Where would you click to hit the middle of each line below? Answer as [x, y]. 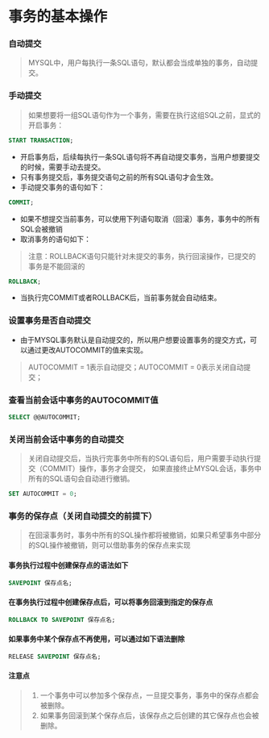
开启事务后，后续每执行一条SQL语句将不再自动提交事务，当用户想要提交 [140, 156]
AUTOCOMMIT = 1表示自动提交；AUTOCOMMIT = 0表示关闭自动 [136, 367]
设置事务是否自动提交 [50, 321]
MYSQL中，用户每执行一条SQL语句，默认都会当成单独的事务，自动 [139, 63]
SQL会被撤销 [41, 229]
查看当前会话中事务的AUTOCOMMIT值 [83, 400]
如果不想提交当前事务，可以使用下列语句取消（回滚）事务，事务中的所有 [140, 219]
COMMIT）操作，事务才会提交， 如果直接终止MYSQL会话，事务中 [152, 469]
